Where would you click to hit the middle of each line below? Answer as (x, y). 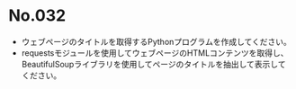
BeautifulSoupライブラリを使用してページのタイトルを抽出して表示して (153, 64)
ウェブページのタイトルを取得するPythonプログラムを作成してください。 (156, 41)
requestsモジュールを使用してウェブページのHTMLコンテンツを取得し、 (155, 53)
